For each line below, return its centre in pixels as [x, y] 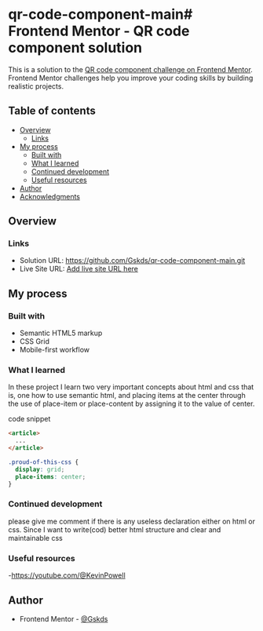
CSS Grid [34, 341]
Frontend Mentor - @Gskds [64, 618]
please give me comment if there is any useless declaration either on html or [131, 521]
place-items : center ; [51, 476]
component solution [75, 48]
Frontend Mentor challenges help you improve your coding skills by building [131, 78]
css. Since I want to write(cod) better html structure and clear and [115, 529]
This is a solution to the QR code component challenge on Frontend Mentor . [130, 69]
